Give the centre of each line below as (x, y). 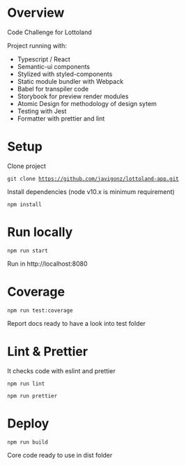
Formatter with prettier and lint (61, 118)
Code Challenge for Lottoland (49, 32)
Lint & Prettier (48, 351)
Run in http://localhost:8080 (48, 264)
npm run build (28, 442)
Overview (36, 13)
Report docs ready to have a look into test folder (77, 323)
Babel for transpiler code (53, 89)
